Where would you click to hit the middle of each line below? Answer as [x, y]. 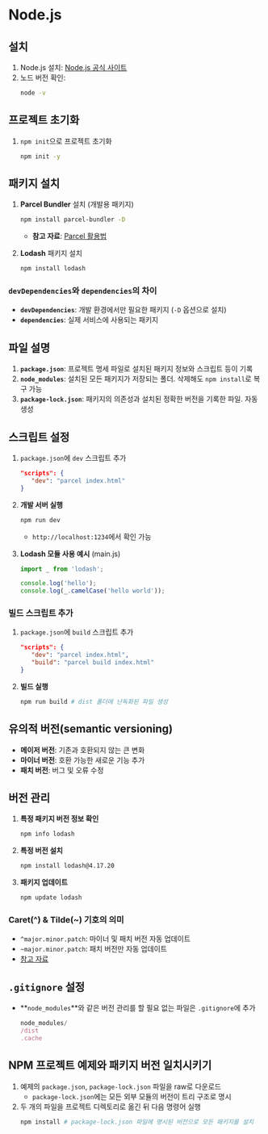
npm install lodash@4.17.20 [67, 866]
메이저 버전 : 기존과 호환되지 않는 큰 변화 [82, 750]
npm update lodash [51, 898]
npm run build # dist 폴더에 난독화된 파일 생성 [94, 701]
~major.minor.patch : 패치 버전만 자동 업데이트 [94, 949]
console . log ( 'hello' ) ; [58, 584]
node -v [33, 93]
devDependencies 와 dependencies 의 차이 [83, 291]
